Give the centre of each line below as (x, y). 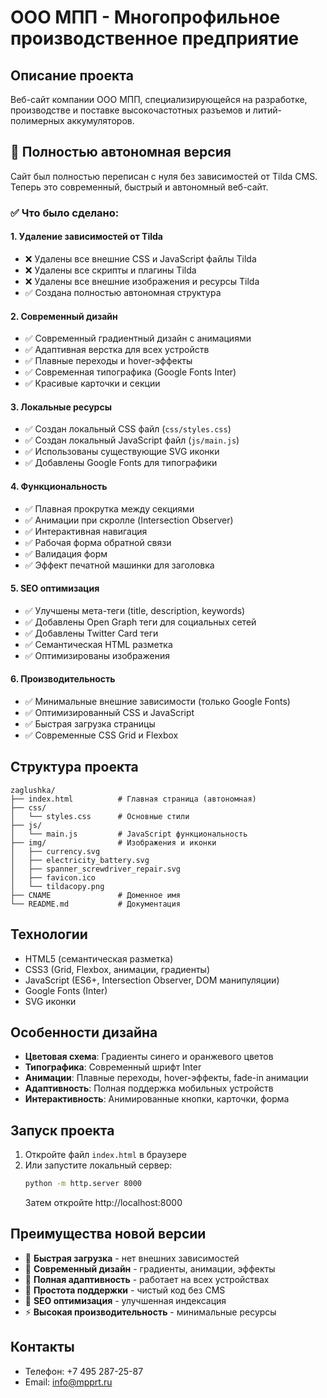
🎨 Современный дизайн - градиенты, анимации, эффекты (150, 1268)
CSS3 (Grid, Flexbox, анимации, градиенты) (117, 969)
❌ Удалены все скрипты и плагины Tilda (110, 270)
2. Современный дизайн (64, 316)
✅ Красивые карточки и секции (92, 383)
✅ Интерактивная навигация (86, 531)
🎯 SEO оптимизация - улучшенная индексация (125, 1300)
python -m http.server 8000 (83, 1184)
